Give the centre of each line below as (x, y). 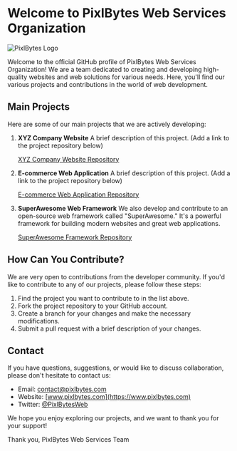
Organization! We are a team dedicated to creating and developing (105, 69)
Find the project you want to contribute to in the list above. (104, 298)
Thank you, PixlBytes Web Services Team (68, 440)
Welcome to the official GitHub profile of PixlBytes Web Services (102, 61)
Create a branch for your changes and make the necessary (104, 313)
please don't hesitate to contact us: (59, 375)
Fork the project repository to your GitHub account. (93, 306)
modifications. (39, 321)
